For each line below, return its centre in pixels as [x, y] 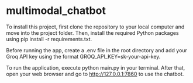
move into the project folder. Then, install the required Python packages [93, 33]
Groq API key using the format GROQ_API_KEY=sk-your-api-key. [83, 56]
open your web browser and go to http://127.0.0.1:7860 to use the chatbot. [95, 74]
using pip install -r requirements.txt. [49, 39]
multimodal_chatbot [56, 11]
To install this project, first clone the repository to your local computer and [95, 27]
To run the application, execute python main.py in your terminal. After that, [96, 67]
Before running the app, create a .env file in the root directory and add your [96, 50]
